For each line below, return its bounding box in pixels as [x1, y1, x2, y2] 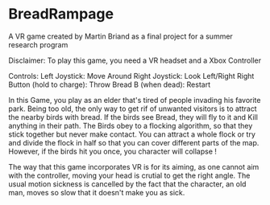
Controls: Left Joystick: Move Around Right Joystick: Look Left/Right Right [8, 71, 255, 80]
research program [8, 39, 69, 49]
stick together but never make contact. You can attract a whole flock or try [8, 129, 256, 139]
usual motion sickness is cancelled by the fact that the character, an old [8, 178, 247, 189]
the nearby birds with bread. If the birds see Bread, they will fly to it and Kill [8, 112, 258, 121]
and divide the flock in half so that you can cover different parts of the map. [8, 137, 260, 147]
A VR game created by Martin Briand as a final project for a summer [8, 31, 234, 41]
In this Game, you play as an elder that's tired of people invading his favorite [8, 95, 261, 105]
